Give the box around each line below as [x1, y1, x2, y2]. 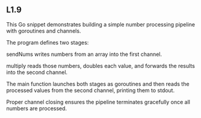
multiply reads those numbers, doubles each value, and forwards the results [6, 62, 196, 69]
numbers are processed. [6, 105, 67, 112]
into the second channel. [6, 69, 68, 76]
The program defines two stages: [6, 39, 89, 46]
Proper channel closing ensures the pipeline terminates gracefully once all [6, 98, 191, 105]
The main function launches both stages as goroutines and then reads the [6, 80, 190, 87]
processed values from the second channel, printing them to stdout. [6, 87, 175, 94]
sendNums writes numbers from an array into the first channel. [6, 51, 162, 58]
